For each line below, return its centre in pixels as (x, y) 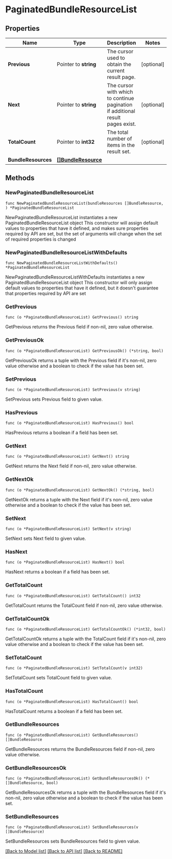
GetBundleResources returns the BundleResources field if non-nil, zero (80, 749)
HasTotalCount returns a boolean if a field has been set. (64, 711)
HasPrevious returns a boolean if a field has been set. (62, 433)
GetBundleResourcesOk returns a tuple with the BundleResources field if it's (86, 793)
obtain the (119, 64)
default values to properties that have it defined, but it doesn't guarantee (82, 288)
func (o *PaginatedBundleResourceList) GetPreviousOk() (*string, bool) (84, 351)
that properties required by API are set (46, 293)
